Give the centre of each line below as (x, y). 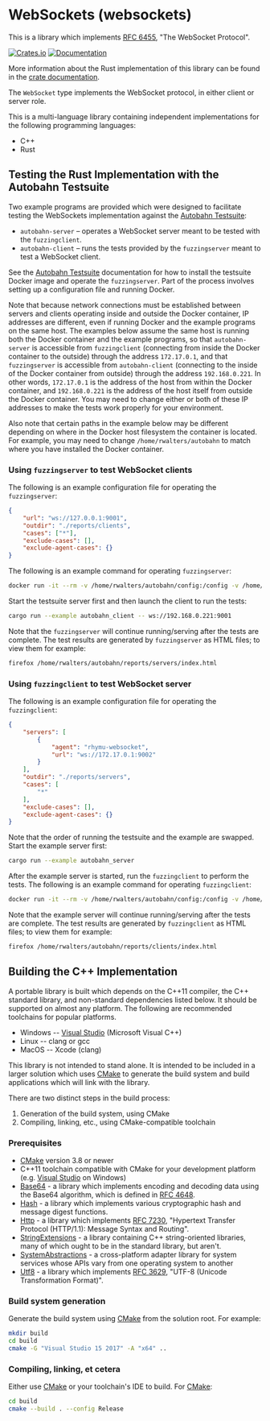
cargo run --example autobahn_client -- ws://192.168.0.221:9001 (120, 616)
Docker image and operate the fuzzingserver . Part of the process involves (131, 280)
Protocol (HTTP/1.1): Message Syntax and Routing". (104, 1229)
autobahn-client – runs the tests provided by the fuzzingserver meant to (140, 248)
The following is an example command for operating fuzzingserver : (120, 571)
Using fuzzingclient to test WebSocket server (100, 684)
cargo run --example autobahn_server (72, 861)
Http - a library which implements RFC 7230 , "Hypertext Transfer (127, 1220)
